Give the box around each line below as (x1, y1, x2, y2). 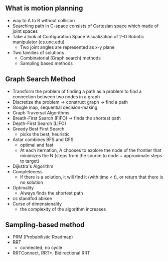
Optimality (12, 184, 34, 190)
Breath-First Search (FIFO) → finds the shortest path (12, 115, 121, 121)
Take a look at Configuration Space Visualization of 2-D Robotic (12, 33, 144, 39)
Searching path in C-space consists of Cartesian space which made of (12, 23, 159, 29)
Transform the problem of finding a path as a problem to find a (12, 88, 142, 94)
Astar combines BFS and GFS (12, 136, 74, 143)
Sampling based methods (20, 60, 73, 66)
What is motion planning (5, 4, 83, 13)
